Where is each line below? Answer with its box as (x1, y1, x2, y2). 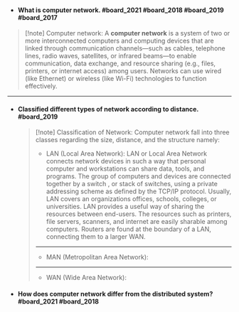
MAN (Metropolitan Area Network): (46, 253, 149, 262)
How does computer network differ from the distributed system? (17, 290, 213, 298)
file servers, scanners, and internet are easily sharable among (46, 217, 228, 226)
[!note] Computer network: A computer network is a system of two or (24, 29, 230, 38)
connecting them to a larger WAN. (46, 232, 146, 241)
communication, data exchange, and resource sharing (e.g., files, (24, 59, 216, 68)
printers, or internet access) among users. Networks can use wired (24, 67, 222, 75)
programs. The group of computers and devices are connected (46, 172, 231, 181)
